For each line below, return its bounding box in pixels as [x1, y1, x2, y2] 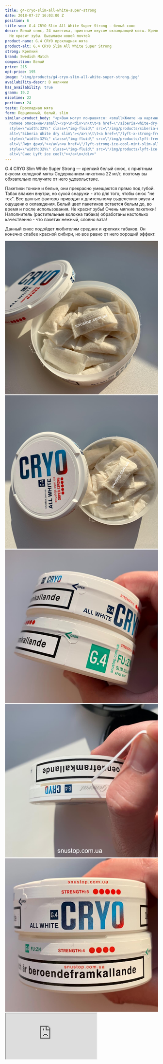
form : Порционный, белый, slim [5, 111, 68, 115]
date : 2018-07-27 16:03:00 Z [5, 13, 64, 18]
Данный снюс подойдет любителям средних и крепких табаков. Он [5, 226, 146, 232]
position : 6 [5, 18, 29, 23]
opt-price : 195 [5, 70, 36, 75]
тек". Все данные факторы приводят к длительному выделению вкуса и [5, 196, 154, 202]
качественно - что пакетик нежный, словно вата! [5, 217, 107, 223]
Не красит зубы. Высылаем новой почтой [9, 34, 90, 38]
